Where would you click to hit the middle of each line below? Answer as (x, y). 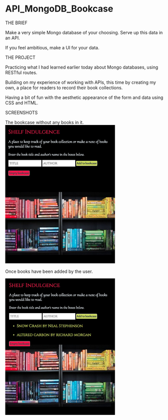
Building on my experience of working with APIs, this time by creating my (81, 82)
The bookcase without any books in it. (45, 122)
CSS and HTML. (22, 103)
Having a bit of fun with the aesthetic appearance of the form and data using (84, 97)
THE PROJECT (21, 57)
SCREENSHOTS (22, 112)
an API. (13, 38)
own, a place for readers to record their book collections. (64, 87)
